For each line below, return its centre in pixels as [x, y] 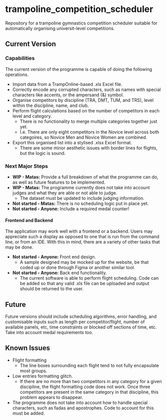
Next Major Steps [27, 166]
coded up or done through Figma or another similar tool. [78, 268]
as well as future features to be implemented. [59, 182]
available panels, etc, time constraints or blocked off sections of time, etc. [81, 327]
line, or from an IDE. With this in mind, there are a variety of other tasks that [83, 242]
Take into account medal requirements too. [49, 332]
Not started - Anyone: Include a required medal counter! [71, 209]
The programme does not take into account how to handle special [80, 403]
